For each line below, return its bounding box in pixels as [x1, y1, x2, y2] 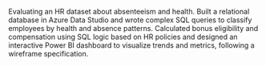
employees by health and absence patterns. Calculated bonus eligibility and [8, 24, 259, 33]
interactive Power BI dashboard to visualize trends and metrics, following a [8, 41, 255, 50]
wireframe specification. [8, 49, 89, 58]
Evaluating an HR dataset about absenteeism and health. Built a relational [8, 7, 250, 16]
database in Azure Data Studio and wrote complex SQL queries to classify [8, 15, 252, 25]
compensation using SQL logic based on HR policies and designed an [8, 32, 238, 41]
